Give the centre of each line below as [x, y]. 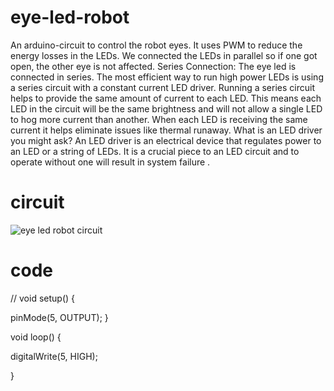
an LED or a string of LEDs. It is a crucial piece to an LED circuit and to [155, 151]
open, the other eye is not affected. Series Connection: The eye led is [153, 66]
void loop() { [36, 337]
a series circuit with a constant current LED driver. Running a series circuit [162, 87]
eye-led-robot [70, 17]
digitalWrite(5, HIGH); [54, 356]
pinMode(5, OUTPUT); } [59, 317]
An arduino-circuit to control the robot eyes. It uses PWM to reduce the [156, 45]
